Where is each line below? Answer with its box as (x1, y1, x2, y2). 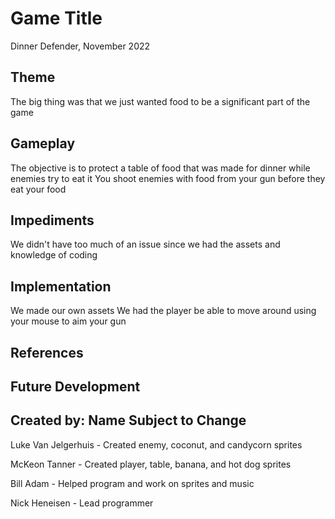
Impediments (10, 212, 95, 229)
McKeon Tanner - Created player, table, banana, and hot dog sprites (10, 458, 292, 470)
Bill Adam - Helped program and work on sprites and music (10, 477, 255, 489)
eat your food (10, 183, 67, 195)
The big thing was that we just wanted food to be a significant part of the (10, 95, 311, 107)
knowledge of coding (10, 249, 98, 261)
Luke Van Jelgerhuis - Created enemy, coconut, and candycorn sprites (10, 438, 303, 451)
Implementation (10, 278, 112, 295)
